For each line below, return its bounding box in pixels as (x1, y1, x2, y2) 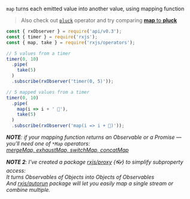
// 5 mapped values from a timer (6, 89, 90, 95)
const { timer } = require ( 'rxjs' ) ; (6, 34, 98, 40)
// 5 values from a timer (6, 51, 71, 57)
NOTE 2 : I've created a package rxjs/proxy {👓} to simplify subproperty (6, 159, 184, 165)
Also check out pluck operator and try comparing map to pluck (20, 17, 177, 23)
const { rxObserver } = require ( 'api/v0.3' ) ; (6, 28, 122, 34)
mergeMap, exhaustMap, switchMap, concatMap (6, 147, 129, 153)
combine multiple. (6, 186, 51, 193)
